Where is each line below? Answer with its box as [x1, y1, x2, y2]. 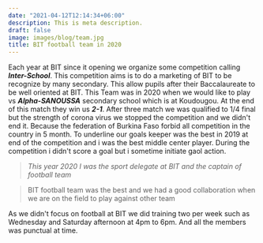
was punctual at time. [8, 226, 78, 235]
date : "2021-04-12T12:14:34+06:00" [8, 11, 126, 20]
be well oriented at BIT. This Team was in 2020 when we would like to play [8, 88, 251, 97]
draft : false [8, 26, 51, 34]
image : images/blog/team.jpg [8, 33, 104, 42]
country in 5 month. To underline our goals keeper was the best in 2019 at [8, 129, 249, 139]
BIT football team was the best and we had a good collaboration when [27, 185, 256, 195]
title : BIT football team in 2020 [8, 41, 122, 49]
